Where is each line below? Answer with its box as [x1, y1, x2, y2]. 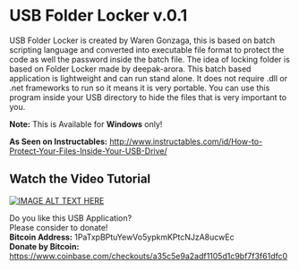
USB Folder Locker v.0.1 [9, 5, 188, 26]
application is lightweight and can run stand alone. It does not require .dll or [9, 72, 288, 83]
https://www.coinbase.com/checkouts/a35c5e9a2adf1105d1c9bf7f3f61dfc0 [9, 250, 288, 261]
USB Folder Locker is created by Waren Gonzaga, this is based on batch [9, 35, 276, 46]
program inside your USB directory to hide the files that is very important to [9, 91, 287, 103]
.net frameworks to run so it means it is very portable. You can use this [9, 82, 270, 93]
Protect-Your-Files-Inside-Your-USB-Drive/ [9, 145, 167, 156]
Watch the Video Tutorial [9, 172, 151, 187]
